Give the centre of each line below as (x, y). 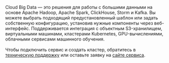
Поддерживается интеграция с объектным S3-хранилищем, (97, 28)
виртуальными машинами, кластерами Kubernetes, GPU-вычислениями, (84, 34)
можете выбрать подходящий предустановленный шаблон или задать (82, 18)
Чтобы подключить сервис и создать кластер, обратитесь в (71, 50)
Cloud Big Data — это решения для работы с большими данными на (79, 7)
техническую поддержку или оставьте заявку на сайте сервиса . (75, 55)
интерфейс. (18, 28)
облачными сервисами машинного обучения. (55, 39)
